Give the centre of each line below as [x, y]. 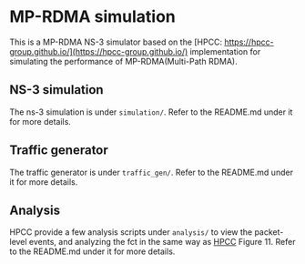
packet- [269, 232]
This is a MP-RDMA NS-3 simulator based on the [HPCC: [116, 42]
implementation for [225, 51]
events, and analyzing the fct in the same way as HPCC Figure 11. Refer [162, 242]
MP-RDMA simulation [92, 17]
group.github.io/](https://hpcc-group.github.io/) [99, 51]
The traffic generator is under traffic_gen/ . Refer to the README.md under [152, 172]
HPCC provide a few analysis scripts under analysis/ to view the [131, 232]
